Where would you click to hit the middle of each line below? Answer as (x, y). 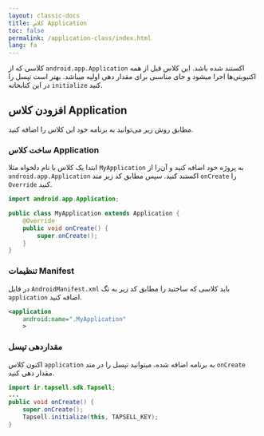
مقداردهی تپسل (35, 347)
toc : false (26, 30)
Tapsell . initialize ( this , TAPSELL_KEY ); (91, 417)
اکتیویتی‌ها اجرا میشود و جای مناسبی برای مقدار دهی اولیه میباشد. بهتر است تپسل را (132, 77)
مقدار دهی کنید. (32, 373)
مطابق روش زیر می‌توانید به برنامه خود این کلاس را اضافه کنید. (101, 129)
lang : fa (23, 46)
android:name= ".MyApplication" (75, 319)
